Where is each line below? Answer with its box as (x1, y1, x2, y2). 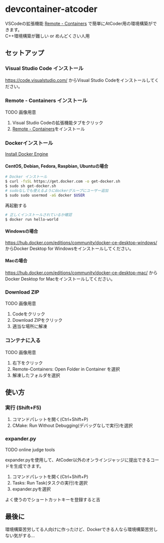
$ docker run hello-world (5, 217, 58, 222)
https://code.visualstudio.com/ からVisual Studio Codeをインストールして (5, 77, 155, 83)
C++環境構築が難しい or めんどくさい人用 (5, 33, 90, 39)
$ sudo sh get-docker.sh (5, 183, 56, 189)
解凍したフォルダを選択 (12, 372, 60, 378)
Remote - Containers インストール (5, 97, 88, 104)
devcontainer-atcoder (5, 3, 98, 15)
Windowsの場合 (5, 228, 38, 234)
